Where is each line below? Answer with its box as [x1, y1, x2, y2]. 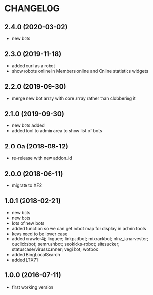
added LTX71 [11, 257, 38, 263]
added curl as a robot [11, 62, 55, 69]
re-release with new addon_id [11, 155, 72, 161]
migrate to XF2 [11, 182, 42, 188]
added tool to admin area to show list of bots [11, 128, 102, 134]
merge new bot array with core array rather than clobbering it [11, 95, 136, 101]
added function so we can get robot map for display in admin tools [11, 225, 146, 231]
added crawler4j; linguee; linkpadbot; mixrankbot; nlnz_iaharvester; [11, 236, 149, 241]
